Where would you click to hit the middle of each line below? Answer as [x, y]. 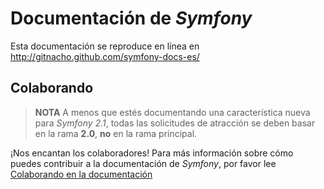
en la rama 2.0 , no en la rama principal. [116, 133]
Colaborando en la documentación [81, 174]
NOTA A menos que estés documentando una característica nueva [172, 112]
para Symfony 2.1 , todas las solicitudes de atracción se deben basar [175, 123]
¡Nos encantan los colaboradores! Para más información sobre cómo [152, 153]
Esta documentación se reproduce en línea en [105, 46]
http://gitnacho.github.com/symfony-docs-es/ [105, 56]
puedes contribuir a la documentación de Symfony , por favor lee [143, 163]
